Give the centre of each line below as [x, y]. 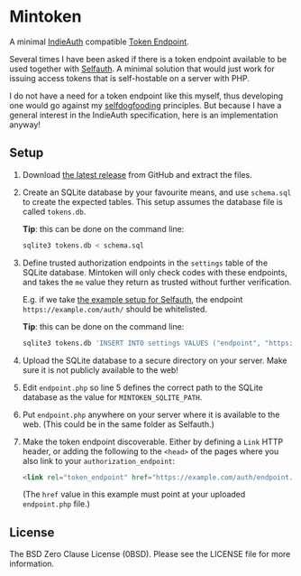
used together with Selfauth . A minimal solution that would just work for [142, 69]
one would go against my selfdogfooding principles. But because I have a [146, 105]
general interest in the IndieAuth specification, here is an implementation [144, 115]
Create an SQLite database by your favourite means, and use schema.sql [157, 192]
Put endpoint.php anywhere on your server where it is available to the [151, 414]
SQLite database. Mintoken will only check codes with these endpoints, [155, 272]
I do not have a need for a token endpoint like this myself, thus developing [146, 96]
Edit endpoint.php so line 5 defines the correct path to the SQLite [142, 387]
